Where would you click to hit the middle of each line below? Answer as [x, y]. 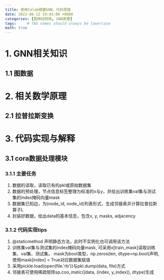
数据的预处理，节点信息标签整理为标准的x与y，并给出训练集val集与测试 [84, 192]
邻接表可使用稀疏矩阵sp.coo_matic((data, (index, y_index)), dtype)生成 [83, 272]
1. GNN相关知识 [36, 54]
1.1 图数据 [19, 73]
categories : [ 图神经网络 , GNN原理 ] [39, 19]
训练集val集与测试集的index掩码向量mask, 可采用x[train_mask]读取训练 [84, 248]
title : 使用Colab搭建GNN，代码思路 [38, 10]
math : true [16, 28]
